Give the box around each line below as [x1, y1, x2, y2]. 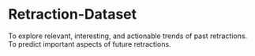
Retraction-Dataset [8, 5, 137, 23]
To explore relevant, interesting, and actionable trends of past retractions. [8, 31, 247, 40]
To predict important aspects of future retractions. [8, 39, 171, 48]
